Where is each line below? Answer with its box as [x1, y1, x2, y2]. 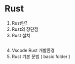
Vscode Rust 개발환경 [11, 47, 55, 53]
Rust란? [11, 20, 28, 26]
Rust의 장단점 [11, 26, 38, 32]
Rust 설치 [11, 32, 31, 38]
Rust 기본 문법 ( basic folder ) [11, 53, 71, 60]
